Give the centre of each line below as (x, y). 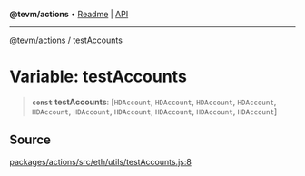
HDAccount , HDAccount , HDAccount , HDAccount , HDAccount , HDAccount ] (154, 111)
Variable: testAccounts (98, 77)
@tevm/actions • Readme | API (69, 14)
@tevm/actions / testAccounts (66, 40)
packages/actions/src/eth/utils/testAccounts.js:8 (101, 161)
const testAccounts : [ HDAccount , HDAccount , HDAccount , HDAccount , (154, 102)
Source (30, 140)
